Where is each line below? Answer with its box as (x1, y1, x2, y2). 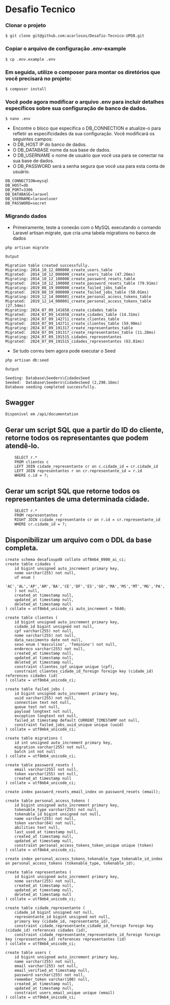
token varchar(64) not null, (14, 820, 76, 825)
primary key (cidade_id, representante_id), (14, 919, 110, 924)
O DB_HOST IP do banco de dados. (12, 141, 87, 148)
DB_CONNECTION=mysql (5, 179, 49, 184)
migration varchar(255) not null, (14, 744, 88, 750)
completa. (5, 544, 38, 552)
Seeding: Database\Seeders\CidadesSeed (5, 375, 90, 381)
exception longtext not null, (14, 713, 79, 718)
